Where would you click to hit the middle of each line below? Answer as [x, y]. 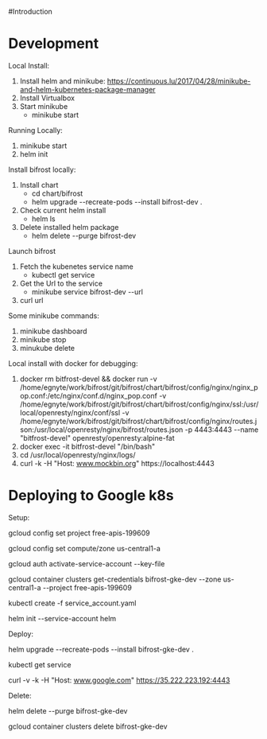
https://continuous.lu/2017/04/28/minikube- [179, 81]
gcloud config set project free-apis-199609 [79, 533]
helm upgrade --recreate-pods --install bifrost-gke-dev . [101, 649]
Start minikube [44, 106]
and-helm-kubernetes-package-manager [88, 89]
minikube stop [43, 339]
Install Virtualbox [47, 98]
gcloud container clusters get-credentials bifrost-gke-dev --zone [115, 579]
